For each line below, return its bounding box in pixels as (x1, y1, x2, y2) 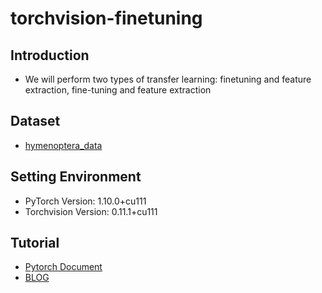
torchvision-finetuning (10, 7, 203, 30)
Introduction (10, 47, 90, 64)
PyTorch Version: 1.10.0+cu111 (24, 195, 147, 207)
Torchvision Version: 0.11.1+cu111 (24, 205, 158, 217)
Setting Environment (10, 168, 142, 186)
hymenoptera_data (24, 139, 103, 151)
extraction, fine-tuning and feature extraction (24, 84, 212, 96)
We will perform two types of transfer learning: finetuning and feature (24, 73, 312, 85)
